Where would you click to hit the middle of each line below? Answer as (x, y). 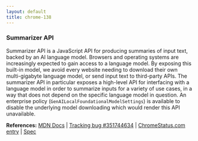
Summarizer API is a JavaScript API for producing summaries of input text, (97, 50)
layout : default (26, 12)
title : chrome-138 (29, 17)
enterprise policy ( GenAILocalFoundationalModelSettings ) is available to (93, 101)
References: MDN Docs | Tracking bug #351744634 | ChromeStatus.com (96, 125)
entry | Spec (21, 132)
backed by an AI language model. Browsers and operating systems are (92, 57)
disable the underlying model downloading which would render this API (93, 107)
